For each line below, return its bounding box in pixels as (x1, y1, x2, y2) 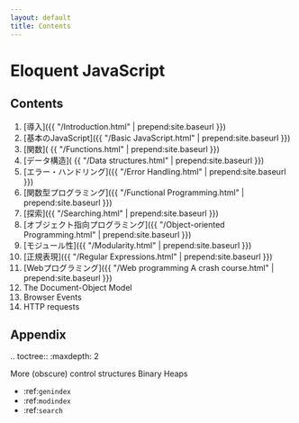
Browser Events (23, 292, 82, 302)
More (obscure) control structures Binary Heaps (10, 368, 188, 379)
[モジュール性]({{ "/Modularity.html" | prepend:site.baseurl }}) (23, 239, 252, 250)
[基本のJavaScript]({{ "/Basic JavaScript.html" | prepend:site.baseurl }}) (23, 132, 291, 143)
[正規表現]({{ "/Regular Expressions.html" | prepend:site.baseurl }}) (23, 251, 273, 262)
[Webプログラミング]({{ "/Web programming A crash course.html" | (23, 262, 275, 273)
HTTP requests (23, 301, 80, 311)
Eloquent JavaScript (10, 60, 166, 81)
